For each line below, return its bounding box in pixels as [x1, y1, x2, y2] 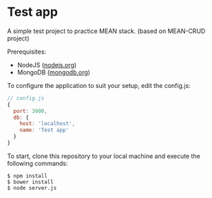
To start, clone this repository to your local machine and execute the [7, 152, 201, 160]
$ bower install [7, 178, 54, 186]
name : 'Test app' [19, 126, 70, 134]
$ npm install [7, 173, 48, 179]
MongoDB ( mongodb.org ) [17, 68, 91, 76]
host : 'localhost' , [19, 120, 76, 127]
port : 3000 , [13, 107, 48, 114]
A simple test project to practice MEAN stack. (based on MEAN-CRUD [7, 27, 206, 35]
